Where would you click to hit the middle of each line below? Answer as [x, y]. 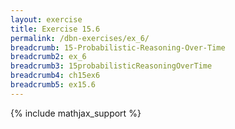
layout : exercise [46, 19]
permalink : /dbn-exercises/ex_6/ [80, 38]
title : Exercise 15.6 [55, 29]
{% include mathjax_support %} [76, 113]
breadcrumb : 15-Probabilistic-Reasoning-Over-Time [118, 47]
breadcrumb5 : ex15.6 [53, 85]
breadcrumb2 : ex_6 [48, 57]
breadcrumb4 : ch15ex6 [55, 76]
